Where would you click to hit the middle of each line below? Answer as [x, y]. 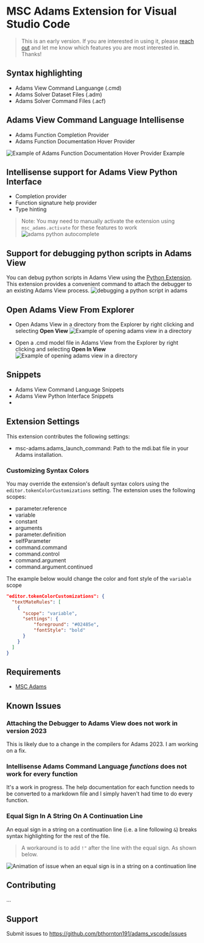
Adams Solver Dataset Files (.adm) [58, 94]
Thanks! [31, 54]
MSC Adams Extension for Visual [92, 11]
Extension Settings [43, 422]
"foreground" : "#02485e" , [66, 625]
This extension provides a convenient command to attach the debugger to [99, 284]
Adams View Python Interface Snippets [64, 396]
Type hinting [31, 209]
